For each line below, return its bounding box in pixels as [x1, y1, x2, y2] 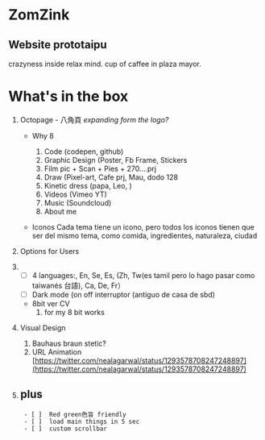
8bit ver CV [31, 299, 70, 309]
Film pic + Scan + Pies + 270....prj [43, 164, 157, 173]
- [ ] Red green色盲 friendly [23, 410, 126, 418]
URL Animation [31, 347, 82, 357]
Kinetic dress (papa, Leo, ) [43, 181, 133, 190]
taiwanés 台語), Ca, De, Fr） [31, 280, 126, 290]
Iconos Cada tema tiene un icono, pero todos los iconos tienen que [31, 222, 255, 231]
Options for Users [19, 246, 80, 255]
